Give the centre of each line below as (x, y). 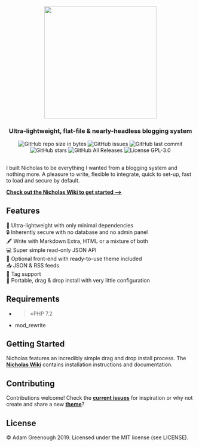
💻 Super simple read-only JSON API (51, 250)
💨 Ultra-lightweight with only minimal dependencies (70, 225)
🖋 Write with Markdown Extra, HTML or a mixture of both (77, 241)
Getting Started (36, 344)
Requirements (33, 299)
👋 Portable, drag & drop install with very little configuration (78, 280)
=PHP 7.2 (41, 314)
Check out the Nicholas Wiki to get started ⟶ (64, 192)
